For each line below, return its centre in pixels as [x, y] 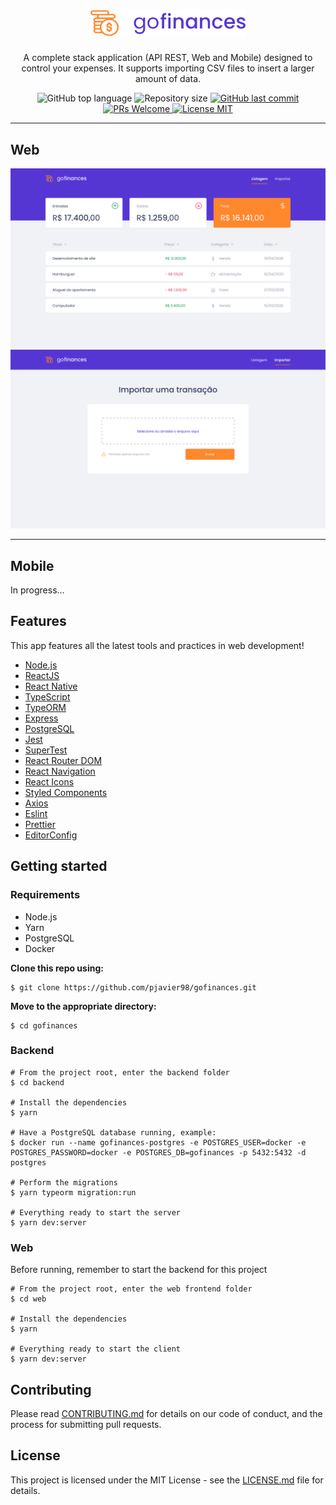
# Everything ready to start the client [96, 1349]
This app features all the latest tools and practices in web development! [157, 645]
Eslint [36, 813]
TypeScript [47, 696]
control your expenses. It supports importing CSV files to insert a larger [168, 68]
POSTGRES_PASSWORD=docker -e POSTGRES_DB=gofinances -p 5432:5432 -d [158, 1152]
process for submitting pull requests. [86, 1424]
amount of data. [168, 79]
